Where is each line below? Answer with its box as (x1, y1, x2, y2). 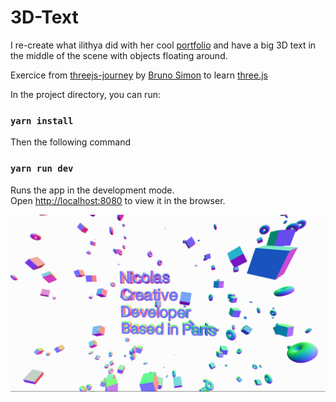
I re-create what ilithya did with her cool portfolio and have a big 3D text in (10, 39, 317, 51)
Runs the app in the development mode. (10, 184, 175, 196)
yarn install (10, 115, 74, 126)
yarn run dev (10, 163, 74, 175)
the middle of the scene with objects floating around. (10, 49, 228, 61)
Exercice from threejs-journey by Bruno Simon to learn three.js (10, 69, 268, 81)
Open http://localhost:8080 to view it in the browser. (10, 194, 226, 206)
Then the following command (10, 136, 132, 148)
